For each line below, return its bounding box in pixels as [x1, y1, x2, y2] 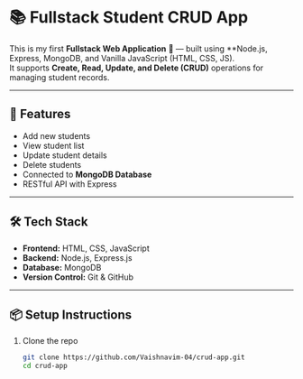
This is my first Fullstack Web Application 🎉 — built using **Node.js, [9, 42, 268, 54]
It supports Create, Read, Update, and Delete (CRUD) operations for [9, 62, 264, 73]
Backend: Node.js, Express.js [22, 252, 133, 263]
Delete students [22, 159, 82, 170]
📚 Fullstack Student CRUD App [9, 7, 249, 28]
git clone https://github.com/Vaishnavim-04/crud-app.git [22, 353, 245, 362]
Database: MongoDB [22, 262, 102, 273]
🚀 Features [9, 106, 71, 122]
